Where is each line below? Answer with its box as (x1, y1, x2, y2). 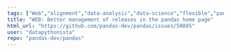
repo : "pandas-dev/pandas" (7, 35, 85, 42)
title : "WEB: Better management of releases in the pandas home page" (7, 16, 214, 23)
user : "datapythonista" (7, 28, 76, 36)
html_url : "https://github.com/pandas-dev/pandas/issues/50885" (7, 22, 195, 29)
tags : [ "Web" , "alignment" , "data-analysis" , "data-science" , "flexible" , (7, 9, 214, 17)
